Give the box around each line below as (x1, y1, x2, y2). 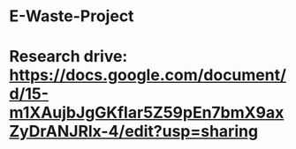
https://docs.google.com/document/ (9, 65, 287, 86)
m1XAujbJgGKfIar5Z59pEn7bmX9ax (9, 103, 285, 123)
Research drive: (9, 47, 128, 67)
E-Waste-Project (9, 6, 134, 26)
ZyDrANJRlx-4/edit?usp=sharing (9, 122, 259, 142)
